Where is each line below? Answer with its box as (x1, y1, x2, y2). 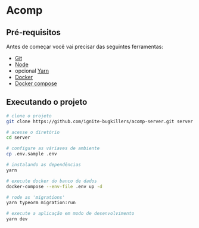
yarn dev (6, 216, 28, 222)
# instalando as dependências (6, 162, 82, 168)
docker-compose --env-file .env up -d (6, 183, 102, 189)
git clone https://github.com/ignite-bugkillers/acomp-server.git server (6, 118, 194, 124)
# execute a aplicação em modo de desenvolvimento (6, 211, 135, 217)
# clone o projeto (6, 113, 52, 119)
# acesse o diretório (6, 129, 60, 135)
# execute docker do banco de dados (6, 178, 97, 184)
